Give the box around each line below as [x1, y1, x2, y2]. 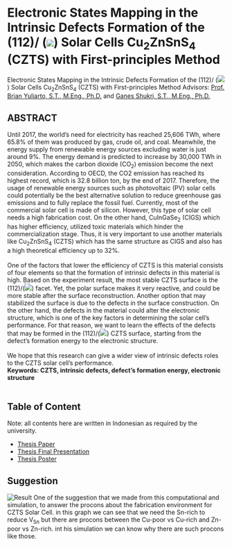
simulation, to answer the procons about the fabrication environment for [7, 501, 213, 509]
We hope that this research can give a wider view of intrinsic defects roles [7, 351, 219, 359]
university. [7, 427, 37, 435]
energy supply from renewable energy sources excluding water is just [7, 145, 206, 154]
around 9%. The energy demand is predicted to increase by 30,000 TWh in [7, 153, 222, 161]
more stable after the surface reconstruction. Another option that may [7, 291, 206, 299]
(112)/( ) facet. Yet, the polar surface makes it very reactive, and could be [7, 283, 220, 292]
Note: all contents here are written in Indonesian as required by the [7, 419, 197, 428]
